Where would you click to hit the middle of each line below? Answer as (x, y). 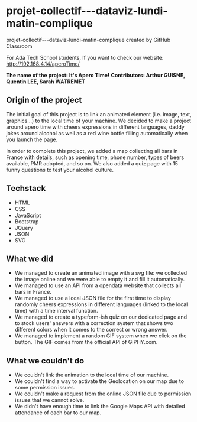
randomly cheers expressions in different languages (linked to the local (101, 304)
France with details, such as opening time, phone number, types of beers (95, 157)
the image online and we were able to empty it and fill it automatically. (100, 280)
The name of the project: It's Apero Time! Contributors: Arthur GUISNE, (96, 75)
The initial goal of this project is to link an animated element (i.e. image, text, (99, 114)
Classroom (19, 46)
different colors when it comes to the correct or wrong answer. (91, 330)
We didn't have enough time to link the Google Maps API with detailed (100, 407)
